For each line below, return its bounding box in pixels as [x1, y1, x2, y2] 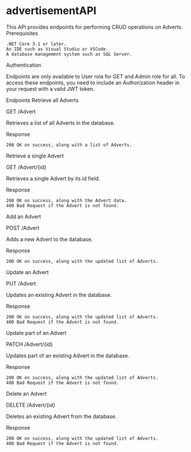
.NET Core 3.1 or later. [6, 41, 67, 47]
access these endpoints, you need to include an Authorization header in [6, 79, 180, 86]
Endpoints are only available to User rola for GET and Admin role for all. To [6, 73, 186, 80]
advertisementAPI [6, 4, 97, 18]
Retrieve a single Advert [6, 152, 64, 159]
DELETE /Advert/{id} [6, 401, 56, 408]
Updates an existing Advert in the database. [6, 291, 112, 298]
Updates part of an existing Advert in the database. [6, 352, 130, 359]
